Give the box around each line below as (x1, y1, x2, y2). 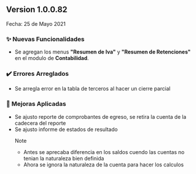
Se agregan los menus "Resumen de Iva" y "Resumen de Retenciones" (14, 48, 191, 55)
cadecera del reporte (14, 119, 67, 126)
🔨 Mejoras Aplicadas (6, 100, 67, 108)
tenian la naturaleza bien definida (23, 155, 104, 162)
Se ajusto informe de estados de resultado (14, 126, 118, 133)
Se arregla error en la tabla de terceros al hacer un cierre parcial (14, 85, 171, 92)
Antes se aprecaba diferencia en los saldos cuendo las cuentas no (23, 148, 185, 155)
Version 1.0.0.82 (6, 5, 68, 15)
